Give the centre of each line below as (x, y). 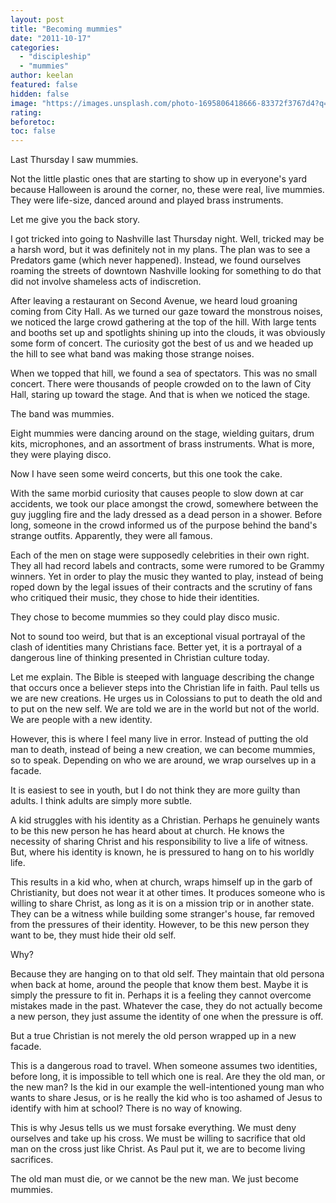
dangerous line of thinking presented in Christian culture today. (140, 658)
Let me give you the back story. (75, 220)
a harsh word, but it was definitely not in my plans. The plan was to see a (160, 250)
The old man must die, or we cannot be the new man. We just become (154, 1179)
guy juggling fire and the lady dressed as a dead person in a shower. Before (166, 515)
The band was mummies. (62, 414)
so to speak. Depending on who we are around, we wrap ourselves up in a (163, 760)
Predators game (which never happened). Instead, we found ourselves (156, 260)
